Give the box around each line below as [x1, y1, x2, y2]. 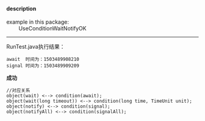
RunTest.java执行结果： [6, 43, 65, 50]
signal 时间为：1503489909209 [6, 63, 79, 69]
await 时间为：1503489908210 [6, 57, 79, 63]
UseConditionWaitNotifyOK [18, 25, 87, 32]
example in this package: [6, 18, 69, 26]
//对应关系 [6, 88, 31, 94]
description [6, 5, 37, 12]
